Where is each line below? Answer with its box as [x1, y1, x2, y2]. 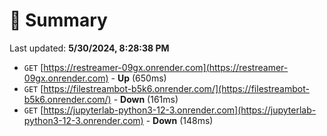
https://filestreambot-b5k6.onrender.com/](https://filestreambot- [43, 82, 310, 94]
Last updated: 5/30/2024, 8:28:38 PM [9, 42, 170, 54]
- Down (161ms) [113, 93, 179, 105]
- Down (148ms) [145, 114, 214, 126]
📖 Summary [9, 9, 108, 32]
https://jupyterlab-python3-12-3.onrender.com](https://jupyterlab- [43, 104, 317, 116]
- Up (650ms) [110, 72, 167, 84]
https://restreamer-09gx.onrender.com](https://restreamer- [43, 61, 289, 73]
